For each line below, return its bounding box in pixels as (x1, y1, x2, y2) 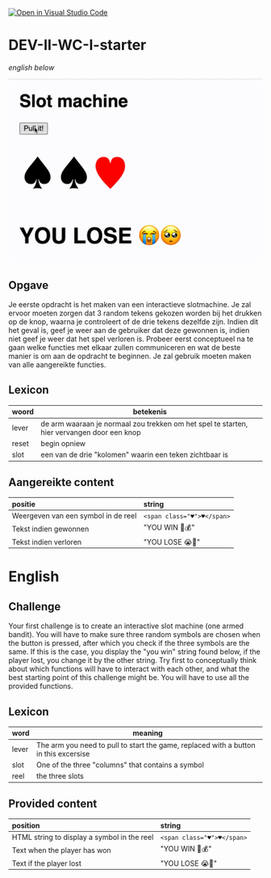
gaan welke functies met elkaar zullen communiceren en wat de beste (8, 342, 241, 352)
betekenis (132, 407, 168, 416)
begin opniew (40, 438, 86, 448)
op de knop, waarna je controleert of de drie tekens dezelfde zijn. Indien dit (8, 316, 259, 327)
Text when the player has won (11, 845, 111, 855)
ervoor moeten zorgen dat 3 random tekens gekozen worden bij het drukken (8, 308, 262, 318)
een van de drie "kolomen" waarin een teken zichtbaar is (40, 450, 228, 460)
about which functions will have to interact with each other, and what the (8, 664, 250, 674)
